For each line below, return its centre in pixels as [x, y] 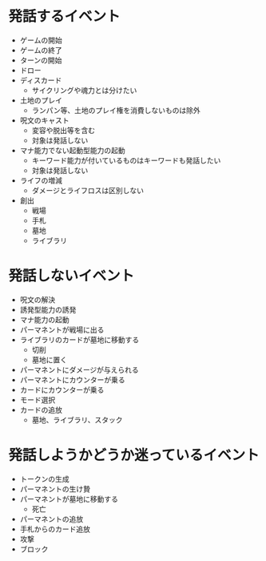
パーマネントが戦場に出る [62, 329]
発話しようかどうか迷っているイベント [134, 456]
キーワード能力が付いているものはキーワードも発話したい [126, 160]
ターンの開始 [41, 60]
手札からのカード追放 [55, 529]
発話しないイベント [71, 276]
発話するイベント [65, 16]
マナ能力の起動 [44, 319]
